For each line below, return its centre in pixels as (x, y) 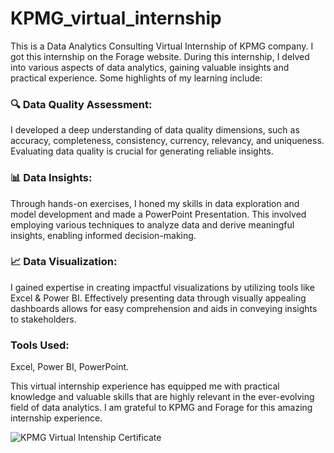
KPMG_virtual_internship (116, 18)
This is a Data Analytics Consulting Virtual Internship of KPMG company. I (162, 46)
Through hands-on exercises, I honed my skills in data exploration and (155, 203)
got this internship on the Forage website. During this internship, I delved (160, 56)
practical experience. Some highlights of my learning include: (136, 78)
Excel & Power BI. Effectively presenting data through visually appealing (158, 298)
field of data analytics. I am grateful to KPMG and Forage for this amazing (161, 408)
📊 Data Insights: (51, 178)
